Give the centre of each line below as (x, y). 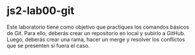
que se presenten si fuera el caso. (48, 46)
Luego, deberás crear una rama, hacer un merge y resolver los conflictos (96, 39)
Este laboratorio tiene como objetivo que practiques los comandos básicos (98, 27)
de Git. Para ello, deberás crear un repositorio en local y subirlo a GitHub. (96, 33)
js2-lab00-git (41, 11)
